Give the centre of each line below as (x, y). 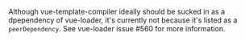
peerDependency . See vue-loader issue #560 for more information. (117, 29)
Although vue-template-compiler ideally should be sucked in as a (117, 12)
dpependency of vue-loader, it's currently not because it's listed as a (123, 20)
